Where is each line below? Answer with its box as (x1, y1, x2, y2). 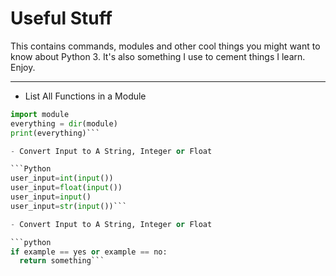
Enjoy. (10, 61, 36, 73)
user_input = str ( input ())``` (10, 201, 128, 211)
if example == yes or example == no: (10, 247, 168, 257)
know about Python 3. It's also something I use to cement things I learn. (10, 50, 306, 62)
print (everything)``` (10, 128, 101, 138)
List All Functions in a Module (24, 90, 147, 102)
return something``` (19, 256, 105, 266)
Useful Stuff (10, 7, 113, 30)
